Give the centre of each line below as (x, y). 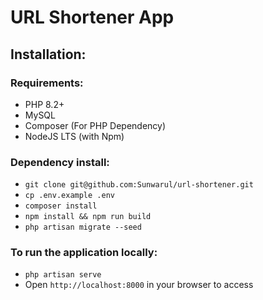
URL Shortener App (92, 17)
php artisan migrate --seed (83, 227)
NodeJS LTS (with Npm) (74, 136)
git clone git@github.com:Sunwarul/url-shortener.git (139, 185)
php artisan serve (63, 275)
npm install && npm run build (88, 217)
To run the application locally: (84, 253)
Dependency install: (60, 162)
